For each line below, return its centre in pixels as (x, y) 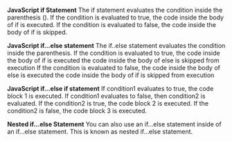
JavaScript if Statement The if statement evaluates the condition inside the (115, 10)
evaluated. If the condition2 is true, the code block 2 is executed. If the (108, 103)
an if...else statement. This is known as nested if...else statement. (100, 132)
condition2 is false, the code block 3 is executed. (77, 111)
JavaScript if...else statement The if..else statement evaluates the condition (116, 45)
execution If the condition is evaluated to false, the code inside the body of (114, 68)
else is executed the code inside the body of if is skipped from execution (111, 75)
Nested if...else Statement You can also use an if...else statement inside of (114, 124)
